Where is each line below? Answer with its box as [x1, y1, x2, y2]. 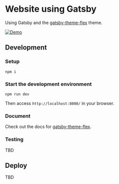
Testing [5, 136, 24, 143]
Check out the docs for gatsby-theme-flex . [5, 124, 92, 130]
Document [5, 112, 31, 119]
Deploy [5, 161, 27, 170]
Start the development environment [5, 80, 92, 87]
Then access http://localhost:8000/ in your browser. [5, 100, 115, 106]
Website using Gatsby [5, 3, 97, 15]
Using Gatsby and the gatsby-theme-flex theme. [5, 20, 103, 26]
